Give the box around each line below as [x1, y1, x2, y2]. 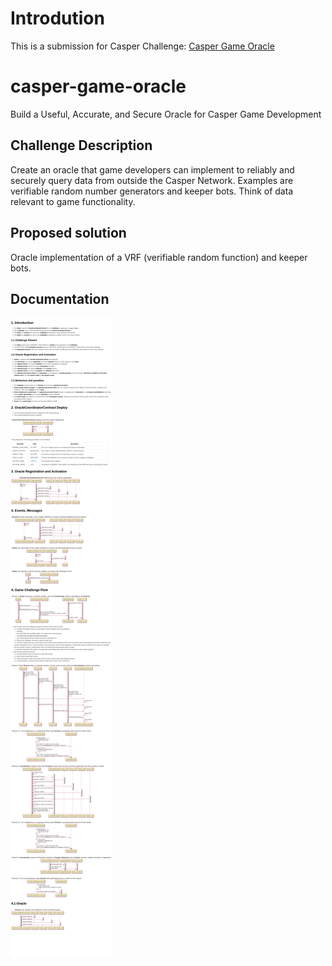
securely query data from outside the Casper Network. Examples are [10, 174, 294, 186]
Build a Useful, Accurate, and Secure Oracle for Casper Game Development [10, 108, 322, 120]
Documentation [10, 290, 110, 307]
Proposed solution [10, 225, 127, 242]
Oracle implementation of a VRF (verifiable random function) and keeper [10, 251, 308, 263]
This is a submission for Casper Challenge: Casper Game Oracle [10, 40, 275, 52]
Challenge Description [10, 137, 153, 154]
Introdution [10, 7, 105, 30]
